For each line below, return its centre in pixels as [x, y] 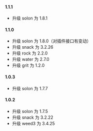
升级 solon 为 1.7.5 [30, 111]
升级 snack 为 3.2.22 [32, 117]
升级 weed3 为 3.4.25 [33, 123]
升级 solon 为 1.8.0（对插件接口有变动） [51, 41]
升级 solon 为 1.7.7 [30, 88]
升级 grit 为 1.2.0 [28, 65]
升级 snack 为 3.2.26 [32, 47]
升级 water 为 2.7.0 [31, 59]
